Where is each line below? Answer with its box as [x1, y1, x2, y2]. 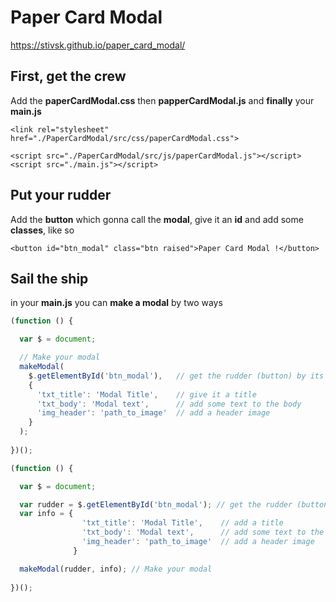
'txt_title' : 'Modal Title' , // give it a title [36, 389, 257, 400]
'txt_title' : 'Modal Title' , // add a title [81, 518, 284, 528]
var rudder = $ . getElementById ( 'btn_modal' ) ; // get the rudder [19, 499, 293, 510]
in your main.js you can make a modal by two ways [10, 297, 223, 309]
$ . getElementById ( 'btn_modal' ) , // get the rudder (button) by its [28, 371, 325, 381]
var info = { [19, 509, 74, 519]
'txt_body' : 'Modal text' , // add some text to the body [36, 399, 302, 409]
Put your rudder [10, 187, 112, 204]
